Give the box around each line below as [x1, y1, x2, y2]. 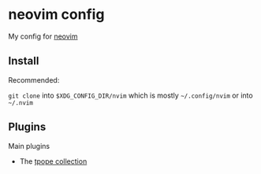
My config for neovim [8, 31, 78, 41]
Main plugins [8, 141, 50, 150]
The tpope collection [19, 156, 88, 166]
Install [8, 54, 39, 68]
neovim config [8, 6, 105, 24]
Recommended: [8, 75, 60, 84]
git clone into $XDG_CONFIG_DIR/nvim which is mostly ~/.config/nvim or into [8, 91, 254, 100]
